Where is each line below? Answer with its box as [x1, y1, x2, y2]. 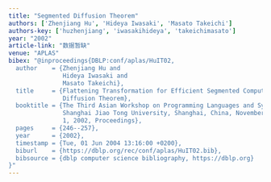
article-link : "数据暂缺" [8, 42, 91, 50]
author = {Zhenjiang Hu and [15, 64, 121, 72]
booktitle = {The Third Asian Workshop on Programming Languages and [15, 101, 254, 110]
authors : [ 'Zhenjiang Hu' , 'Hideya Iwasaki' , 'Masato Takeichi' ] [8, 19, 232, 27]
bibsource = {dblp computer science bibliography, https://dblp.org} [15, 154, 254, 162]
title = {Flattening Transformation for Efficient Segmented [15, 86, 240, 95]
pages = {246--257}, [15, 124, 99, 132]
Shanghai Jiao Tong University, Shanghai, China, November [62, 110, 265, 118]
